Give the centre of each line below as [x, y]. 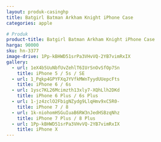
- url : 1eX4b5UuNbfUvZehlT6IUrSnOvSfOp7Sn [66, 68]
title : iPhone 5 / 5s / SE [51, 73]
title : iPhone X [38, 130]
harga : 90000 [23, 45]
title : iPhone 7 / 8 [43, 107]
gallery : [17, 62]
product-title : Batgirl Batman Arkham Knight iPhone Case [80, 40]
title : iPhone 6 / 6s [44, 85]
